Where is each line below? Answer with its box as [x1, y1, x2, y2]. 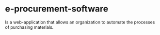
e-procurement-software [5, 3, 109, 14]
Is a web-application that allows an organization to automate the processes [5, 19, 155, 25]
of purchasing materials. [5, 24, 54, 30]
